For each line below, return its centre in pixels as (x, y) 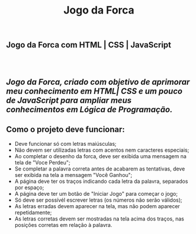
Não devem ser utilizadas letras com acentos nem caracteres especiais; (102, 150)
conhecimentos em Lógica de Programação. (89, 109)
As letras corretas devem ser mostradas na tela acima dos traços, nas (99, 219)
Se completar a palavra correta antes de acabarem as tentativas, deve (100, 169)
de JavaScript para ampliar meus (69, 100)
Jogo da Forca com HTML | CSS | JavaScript (89, 45)
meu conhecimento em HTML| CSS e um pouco (94, 91)
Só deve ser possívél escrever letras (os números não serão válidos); (98, 200)
